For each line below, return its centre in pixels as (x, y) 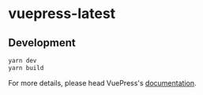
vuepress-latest (62, 14)
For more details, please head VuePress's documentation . (102, 82)
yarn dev (23, 60)
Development (42, 43)
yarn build (26, 68)
